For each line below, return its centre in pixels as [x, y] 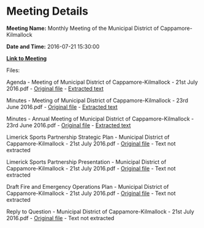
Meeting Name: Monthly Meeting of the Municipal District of [83, 28]
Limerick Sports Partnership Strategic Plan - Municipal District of [88, 137]
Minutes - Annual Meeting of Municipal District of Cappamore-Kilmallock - [100, 119]
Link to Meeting [27, 58]
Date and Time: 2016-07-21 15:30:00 [53, 46]
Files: [13, 70]
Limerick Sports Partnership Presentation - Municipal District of [86, 162]
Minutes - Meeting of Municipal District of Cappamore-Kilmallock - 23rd [97, 100]
